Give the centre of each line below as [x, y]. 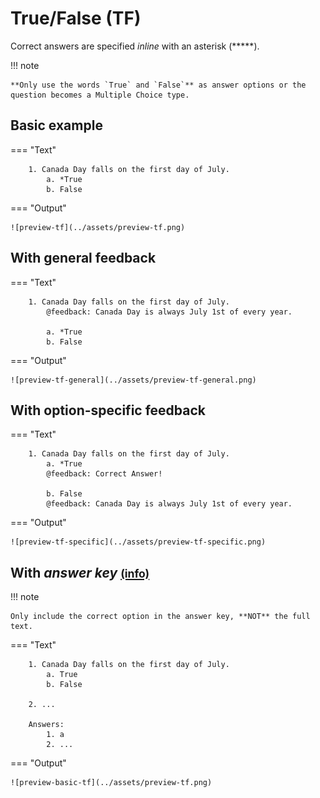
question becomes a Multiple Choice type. [100, 95]
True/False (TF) [76, 18]
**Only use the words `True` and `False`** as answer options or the [158, 85]
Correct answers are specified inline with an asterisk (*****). [135, 46]
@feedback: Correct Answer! [104, 474]
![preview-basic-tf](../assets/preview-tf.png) [111, 783]
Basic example [56, 125]
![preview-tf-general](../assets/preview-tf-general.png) [133, 380]
